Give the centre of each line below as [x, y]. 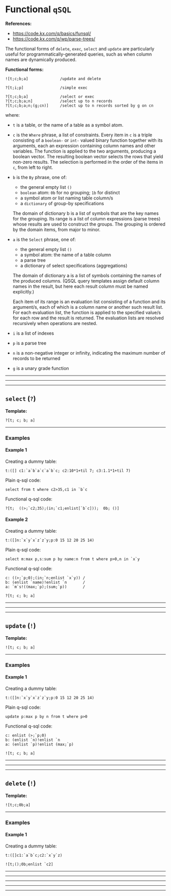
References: [19, 23]
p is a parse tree [30, 343]
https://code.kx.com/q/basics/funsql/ [52, 33]
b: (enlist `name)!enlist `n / [45, 583]
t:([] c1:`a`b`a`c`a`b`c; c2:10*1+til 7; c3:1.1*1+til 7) [68, 470]
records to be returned [36, 358]
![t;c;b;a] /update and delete [53, 79]
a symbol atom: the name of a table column [66, 255]
